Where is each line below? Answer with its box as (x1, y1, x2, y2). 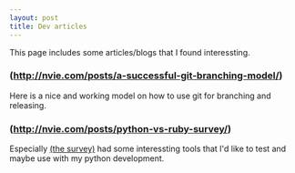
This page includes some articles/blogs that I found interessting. (9, 46, 250, 57)
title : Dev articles (9, 22, 88, 31)
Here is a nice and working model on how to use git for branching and (9, 90, 271, 101)
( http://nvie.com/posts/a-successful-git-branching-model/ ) (9, 69, 283, 82)
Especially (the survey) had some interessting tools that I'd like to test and (9, 143, 287, 155)
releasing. (9, 99, 47, 110)
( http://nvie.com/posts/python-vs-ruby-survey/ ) (9, 122, 232, 135)
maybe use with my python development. (9, 153, 165, 164)
